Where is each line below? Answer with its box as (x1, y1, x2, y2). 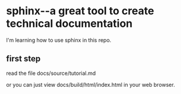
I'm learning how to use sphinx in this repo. (6, 36, 112, 43)
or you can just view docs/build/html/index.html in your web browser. (6, 81, 175, 88)
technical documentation (6, 17, 133, 30)
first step (6, 54, 41, 64)
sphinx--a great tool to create (6, 4, 154, 18)
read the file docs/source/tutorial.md (6, 70, 96, 77)
